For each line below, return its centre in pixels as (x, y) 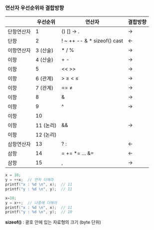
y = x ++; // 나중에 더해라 (31, 203)
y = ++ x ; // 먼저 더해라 (29, 180)
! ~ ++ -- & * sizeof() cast (92, 41)
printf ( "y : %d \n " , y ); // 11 (39, 189)
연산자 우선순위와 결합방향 (35, 7)
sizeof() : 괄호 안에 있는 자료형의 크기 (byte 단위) (53, 222)
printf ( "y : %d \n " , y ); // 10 (39, 212)
